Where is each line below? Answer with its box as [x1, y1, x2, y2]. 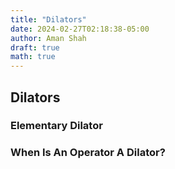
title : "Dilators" [10, 14, 87, 25]
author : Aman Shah [10, 33, 87, 43]
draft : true [10, 42, 60, 53]
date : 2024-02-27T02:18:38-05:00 [10, 24, 150, 34]
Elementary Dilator [10, 119, 103, 133]
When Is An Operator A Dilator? [10, 146, 166, 160]
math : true [10, 52, 56, 62]
